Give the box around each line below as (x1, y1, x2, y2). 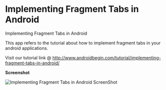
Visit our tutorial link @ (5, 54, 52, 60)
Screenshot (5, 69, 30, 75)
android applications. (5, 45, 48, 51)
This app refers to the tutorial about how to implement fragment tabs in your (5, 40, 161, 45)
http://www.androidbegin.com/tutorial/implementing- (52, 54, 161, 60)
